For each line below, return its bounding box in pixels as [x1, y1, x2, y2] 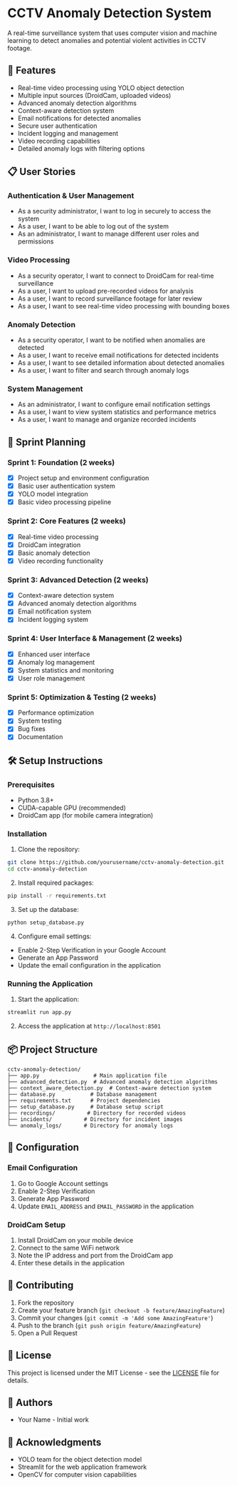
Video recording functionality [17, 556, 104, 565]
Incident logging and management [17, 129, 119, 137]
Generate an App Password [17, 953, 99, 962]
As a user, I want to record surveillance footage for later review [17, 294, 203, 303]
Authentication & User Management [7, 191, 135, 201]
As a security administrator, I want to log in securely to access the [17, 207, 211, 216]
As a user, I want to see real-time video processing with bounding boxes [17, 301, 230, 310]
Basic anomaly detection [17, 548, 90, 557]
